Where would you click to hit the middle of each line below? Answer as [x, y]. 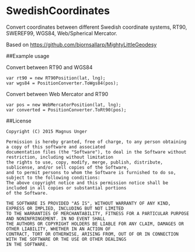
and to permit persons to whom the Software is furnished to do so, [91, 172]
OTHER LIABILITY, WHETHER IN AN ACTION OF [58, 229]
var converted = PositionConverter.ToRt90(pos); [66, 110]
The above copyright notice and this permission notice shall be [87, 183]
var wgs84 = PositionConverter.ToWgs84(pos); [62, 83]
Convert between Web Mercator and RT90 [57, 94]
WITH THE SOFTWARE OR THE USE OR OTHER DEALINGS [66, 239]
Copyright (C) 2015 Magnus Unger [47, 131]
